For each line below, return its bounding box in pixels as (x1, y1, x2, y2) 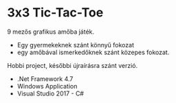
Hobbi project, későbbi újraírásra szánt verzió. (7, 61, 138, 69)
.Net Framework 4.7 (16, 74, 74, 83)
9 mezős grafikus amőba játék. (7, 27, 95, 36)
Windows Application (16, 82, 78, 90)
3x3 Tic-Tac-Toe (7, 5, 104, 21)
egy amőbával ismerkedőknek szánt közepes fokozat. (16, 48, 170, 56)
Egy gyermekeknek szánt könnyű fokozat (16, 41, 134, 49)
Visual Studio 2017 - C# (16, 89, 85, 98)
